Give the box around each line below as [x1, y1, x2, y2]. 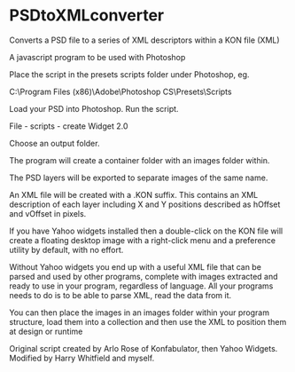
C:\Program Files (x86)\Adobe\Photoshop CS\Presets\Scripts [9, 86, 232, 97]
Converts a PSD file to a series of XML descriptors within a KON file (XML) [9, 35, 281, 45]
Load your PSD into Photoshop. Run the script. [9, 103, 179, 114]
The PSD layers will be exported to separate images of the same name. [9, 172, 268, 183]
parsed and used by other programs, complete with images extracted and [9, 271, 278, 281]
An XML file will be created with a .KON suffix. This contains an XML [9, 189, 259, 200]
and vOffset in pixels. [9, 208, 87, 218]
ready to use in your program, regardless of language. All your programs [9, 281, 274, 291]
